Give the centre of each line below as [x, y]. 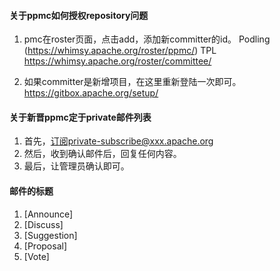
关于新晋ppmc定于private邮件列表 [80, 117]
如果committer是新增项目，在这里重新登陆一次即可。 [132, 82]
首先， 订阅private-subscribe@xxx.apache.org [118, 141]
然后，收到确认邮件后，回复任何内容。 [102, 154]
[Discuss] [43, 224]
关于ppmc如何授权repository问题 [79, 15]
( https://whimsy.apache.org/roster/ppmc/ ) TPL [120, 51]
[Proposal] [45, 246]
